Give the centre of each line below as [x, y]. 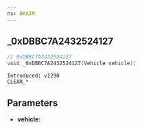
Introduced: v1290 [33, 76]
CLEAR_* [18, 82]
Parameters [33, 103]
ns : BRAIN [21, 13]
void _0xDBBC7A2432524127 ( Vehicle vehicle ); [72, 63]
